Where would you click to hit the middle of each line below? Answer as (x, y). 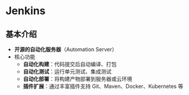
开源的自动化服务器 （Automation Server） (65, 49)
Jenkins (25, 11)
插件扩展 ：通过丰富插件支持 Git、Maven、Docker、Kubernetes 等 (103, 86)
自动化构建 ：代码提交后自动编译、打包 (70, 64)
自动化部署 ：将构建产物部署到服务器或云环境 (78, 79)
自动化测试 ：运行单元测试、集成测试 (67, 71)
